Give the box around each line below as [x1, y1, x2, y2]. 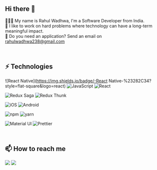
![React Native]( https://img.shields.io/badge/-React [5, 78, 108, 84]
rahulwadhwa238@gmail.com [5, 38, 65, 44]
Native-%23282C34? [108, 78, 152, 84]
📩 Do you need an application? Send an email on [5, 33, 102, 39]
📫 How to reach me [5, 145, 66, 153]
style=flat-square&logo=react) [5, 83, 66, 89]
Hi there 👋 [5, 5, 35, 13]
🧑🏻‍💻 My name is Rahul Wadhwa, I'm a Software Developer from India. [5, 17, 145, 23]
